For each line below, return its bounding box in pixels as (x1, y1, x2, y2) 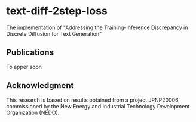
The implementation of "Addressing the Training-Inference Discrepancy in (6, 24, 188, 31)
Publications (6, 48, 54, 58)
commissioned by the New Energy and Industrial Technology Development (6, 102, 190, 110)
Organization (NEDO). (6, 109, 60, 116)
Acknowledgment (6, 80, 74, 90)
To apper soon (6, 63, 42, 70)
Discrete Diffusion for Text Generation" (6, 30, 102, 37)
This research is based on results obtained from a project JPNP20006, (6, 96, 180, 104)
